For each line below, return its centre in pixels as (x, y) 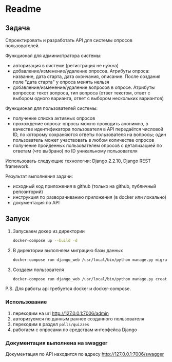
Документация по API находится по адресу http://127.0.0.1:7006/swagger (85, 354)
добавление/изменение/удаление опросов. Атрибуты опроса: (81, 71)
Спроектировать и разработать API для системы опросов (69, 40)
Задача (18, 28)
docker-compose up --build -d (45, 240)
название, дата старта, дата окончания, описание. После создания (87, 77)
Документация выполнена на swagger (56, 343)
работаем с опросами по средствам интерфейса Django (75, 330)
